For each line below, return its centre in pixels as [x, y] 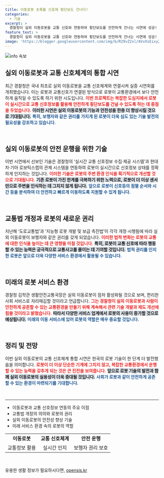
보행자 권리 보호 [91, 448]
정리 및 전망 [21, 346]
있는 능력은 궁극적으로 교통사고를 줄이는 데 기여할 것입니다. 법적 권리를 [81, 250]
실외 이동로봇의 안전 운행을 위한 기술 [56, 149]
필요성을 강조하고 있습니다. [31, 122]
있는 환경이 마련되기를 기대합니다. [47, 383]
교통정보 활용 [22, 448]
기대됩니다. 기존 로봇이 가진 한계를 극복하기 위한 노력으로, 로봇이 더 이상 [82, 180]
